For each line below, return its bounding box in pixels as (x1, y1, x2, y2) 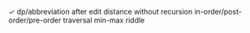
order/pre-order (8, 15, 62, 25)
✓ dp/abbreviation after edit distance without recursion (8, 7, 193, 16)
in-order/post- (194, 7, 242, 16)
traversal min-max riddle (62, 15, 145, 25)
